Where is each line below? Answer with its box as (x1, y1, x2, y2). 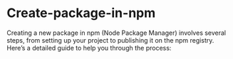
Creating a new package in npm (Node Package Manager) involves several (6, 28, 227, 37)
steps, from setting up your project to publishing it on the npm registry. (6, 36, 214, 44)
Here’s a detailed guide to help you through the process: (6, 43, 172, 52)
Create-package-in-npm (6, 5, 156, 21)
